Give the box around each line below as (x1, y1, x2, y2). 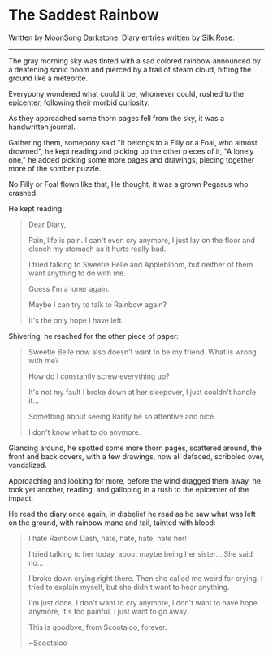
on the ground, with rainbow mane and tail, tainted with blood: (8, 518, 216, 527)
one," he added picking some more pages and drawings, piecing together (8, 154, 255, 164)
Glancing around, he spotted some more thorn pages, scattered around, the (8, 443, 262, 453)
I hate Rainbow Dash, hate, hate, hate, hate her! (28, 533, 187, 543)
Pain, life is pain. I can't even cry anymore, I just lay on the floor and (28, 235, 256, 245)
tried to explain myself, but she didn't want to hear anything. (28, 582, 230, 592)
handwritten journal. (8, 122, 76, 132)
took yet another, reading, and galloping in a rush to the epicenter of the (8, 484, 249, 494)
